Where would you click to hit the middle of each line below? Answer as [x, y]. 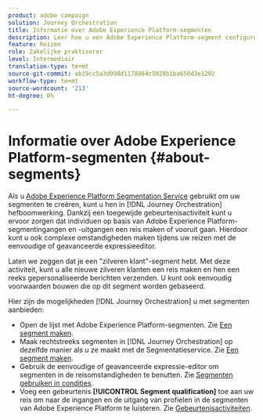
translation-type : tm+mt [49, 67]
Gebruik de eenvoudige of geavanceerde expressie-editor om [119, 367]
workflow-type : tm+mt [43, 81]
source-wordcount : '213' [49, 88]
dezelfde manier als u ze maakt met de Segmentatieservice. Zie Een [129, 350]
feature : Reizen [34, 45]
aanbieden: [26, 310]
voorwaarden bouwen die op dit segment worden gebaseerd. [107, 286]
